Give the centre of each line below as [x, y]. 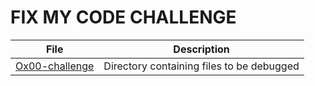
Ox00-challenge [55, 66]
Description [201, 49]
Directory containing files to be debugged [201, 66]
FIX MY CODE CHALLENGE [123, 17]
